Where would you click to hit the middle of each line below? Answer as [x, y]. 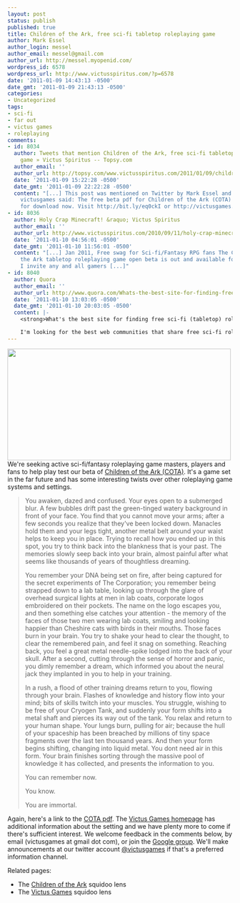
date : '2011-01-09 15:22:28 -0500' [67, 180]
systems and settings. [40, 487]
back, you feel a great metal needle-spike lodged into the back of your [129, 651]
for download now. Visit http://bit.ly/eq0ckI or [96, 207]
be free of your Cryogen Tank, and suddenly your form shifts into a [123, 710]
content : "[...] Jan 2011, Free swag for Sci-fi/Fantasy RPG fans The [121, 253]
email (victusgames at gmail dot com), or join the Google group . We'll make [118, 841]
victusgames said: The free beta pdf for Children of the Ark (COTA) [126, 200]
